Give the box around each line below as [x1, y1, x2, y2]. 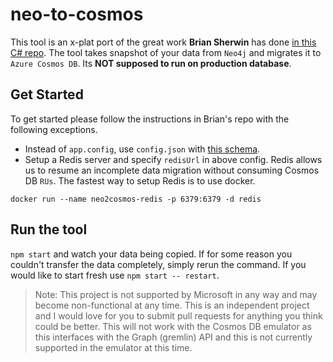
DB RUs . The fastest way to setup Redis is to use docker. [24, 174, 256, 187]
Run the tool [10, 221, 88, 238]
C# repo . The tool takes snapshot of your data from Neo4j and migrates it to [10, 46, 322, 58]
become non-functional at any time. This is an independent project [34, 299, 310, 311]
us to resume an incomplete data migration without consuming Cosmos [24, 164, 320, 176]
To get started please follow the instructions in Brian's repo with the [10, 113, 290, 125]
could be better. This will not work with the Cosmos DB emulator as [34, 320, 312, 332]
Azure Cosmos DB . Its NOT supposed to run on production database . [10, 57, 292, 69]
